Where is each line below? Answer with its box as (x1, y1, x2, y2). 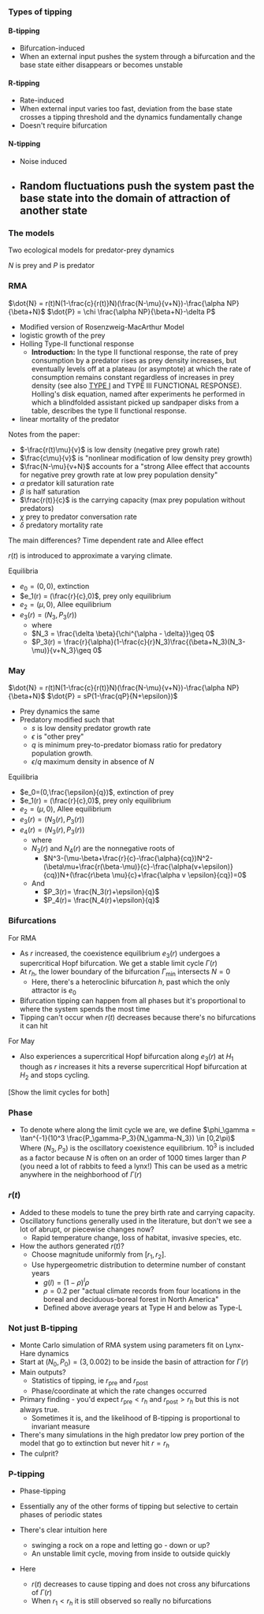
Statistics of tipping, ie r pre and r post (31, 1376, 148, 1388)
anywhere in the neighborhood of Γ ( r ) (19, 1170, 143, 1180)
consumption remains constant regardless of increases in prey (31, 372, 235, 382)
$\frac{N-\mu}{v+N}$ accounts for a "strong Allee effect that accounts (19, 461, 251, 471)
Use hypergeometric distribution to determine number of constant (31, 1260, 246, 1269)
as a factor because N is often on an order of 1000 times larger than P (19, 1154, 247, 1163)
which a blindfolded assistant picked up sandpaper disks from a (31, 397, 239, 407)
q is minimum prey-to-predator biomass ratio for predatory (31, 740, 222, 750)
